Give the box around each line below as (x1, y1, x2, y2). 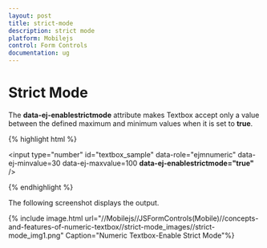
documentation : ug (8, 49, 70, 57)
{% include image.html (8, 213, 83, 223)
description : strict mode (8, 26, 95, 35)
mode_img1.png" (8, 230, 64, 240)
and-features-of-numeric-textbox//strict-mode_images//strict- (8, 222, 215, 231)
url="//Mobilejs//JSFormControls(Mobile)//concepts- (84, 213, 259, 223)
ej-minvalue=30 (8, 158, 61, 168)
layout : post (8, 11, 52, 20)
